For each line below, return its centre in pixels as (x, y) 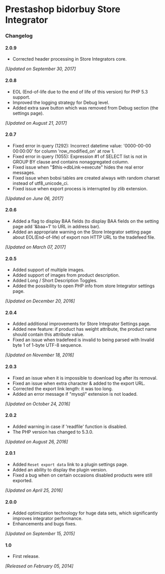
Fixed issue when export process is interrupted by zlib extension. (80, 188)
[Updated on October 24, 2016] (38, 404)
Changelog (19, 36)
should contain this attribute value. (48, 335)
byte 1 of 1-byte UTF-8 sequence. (47, 345)
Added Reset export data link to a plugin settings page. (70, 464)
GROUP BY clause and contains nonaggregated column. (71, 162)
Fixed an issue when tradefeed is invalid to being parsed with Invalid (83, 340)
